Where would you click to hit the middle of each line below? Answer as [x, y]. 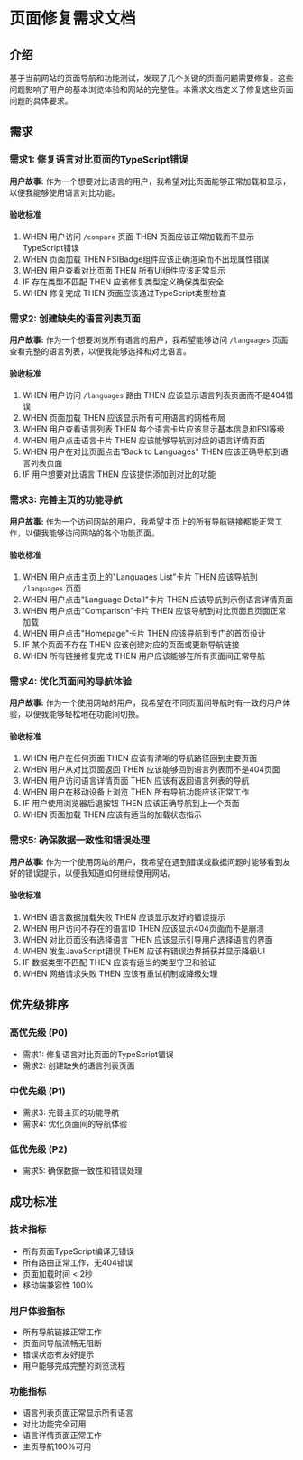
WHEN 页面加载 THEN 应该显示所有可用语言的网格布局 [124, 418]
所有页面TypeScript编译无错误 [78, 1251]
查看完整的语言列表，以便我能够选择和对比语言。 [100, 351]
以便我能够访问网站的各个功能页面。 [92, 533]
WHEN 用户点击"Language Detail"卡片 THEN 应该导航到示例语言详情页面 [158, 599]
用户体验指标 [37, 1310]
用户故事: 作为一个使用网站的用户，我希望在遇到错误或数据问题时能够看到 [146, 861]
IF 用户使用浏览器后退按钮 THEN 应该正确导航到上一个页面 [131, 804]
